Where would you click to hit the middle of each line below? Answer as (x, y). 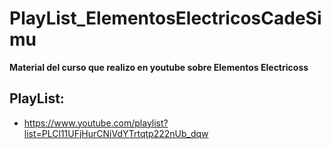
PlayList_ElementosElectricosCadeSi (165, 18)
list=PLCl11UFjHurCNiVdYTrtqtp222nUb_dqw (116, 133)
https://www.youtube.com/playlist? (96, 123)
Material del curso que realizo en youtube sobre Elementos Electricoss (159, 67)
